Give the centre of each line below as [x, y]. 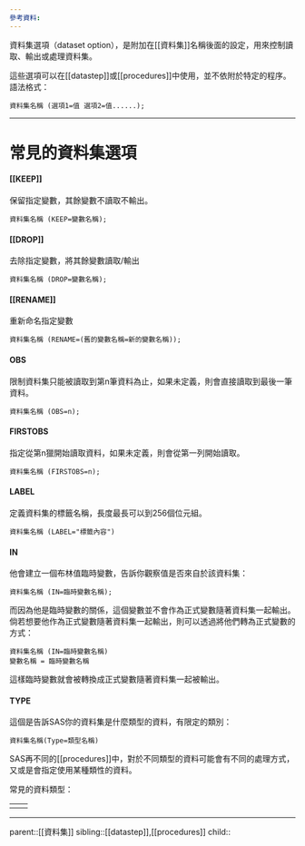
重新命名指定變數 [41, 321]
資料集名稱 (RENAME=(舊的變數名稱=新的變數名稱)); [95, 340]
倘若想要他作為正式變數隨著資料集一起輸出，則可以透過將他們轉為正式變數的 [152, 622]
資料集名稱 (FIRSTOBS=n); [55, 472]
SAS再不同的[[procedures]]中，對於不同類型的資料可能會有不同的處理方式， [152, 759]
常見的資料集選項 [74, 153]
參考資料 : [25, 18]
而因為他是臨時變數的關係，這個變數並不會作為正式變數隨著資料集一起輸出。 [152, 610]
